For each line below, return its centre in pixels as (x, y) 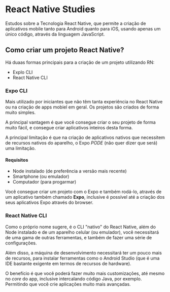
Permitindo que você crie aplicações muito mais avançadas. (68, 284)
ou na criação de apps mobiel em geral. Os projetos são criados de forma (82, 107)
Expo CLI (16, 91)
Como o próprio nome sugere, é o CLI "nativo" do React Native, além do (81, 227)
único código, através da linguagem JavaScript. (55, 34)
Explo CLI (23, 72)
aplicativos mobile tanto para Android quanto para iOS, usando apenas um (83, 28)
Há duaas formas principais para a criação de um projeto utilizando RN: (80, 62)
